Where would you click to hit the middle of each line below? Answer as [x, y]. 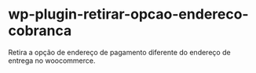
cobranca [40, 31]
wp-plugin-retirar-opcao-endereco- [128, 14]
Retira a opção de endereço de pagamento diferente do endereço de [119, 52]
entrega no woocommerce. [52, 61]
